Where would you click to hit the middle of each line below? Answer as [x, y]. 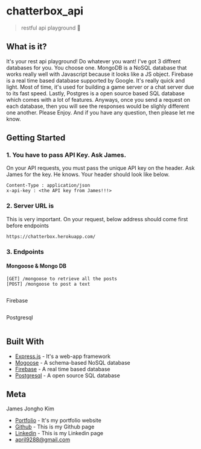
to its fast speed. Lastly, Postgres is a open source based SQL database [96, 93]
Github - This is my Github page [55, 427]
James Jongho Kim [30, 409]
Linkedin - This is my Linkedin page [59, 433]
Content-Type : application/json [48, 186]
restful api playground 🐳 [51, 28]
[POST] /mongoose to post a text [48, 284]
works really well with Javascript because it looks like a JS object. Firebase [100, 74]
